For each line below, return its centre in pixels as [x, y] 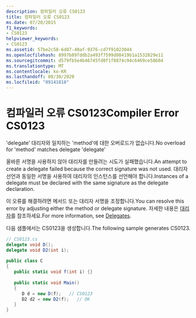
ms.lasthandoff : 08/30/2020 [40, 77]
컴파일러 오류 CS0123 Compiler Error [93, 113]
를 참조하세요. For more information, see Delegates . [71, 216]
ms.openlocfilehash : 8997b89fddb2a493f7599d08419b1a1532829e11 [85, 55]
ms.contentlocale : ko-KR [36, 71]
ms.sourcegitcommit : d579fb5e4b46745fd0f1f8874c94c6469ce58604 [85, 60]
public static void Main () [47, 283]
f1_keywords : [22, 28]
